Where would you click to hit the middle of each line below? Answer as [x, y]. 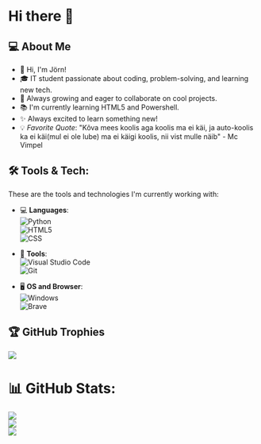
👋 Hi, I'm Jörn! [43, 69]
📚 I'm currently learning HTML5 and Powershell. [100, 107]
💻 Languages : [44, 210]
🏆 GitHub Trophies [57, 332]
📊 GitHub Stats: [62, 388]
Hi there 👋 [41, 16]
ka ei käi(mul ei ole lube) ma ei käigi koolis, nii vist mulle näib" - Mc [129, 137]
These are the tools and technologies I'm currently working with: [114, 194]
